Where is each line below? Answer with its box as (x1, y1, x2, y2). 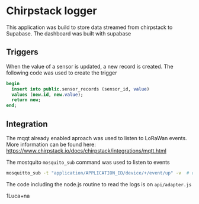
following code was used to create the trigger (6, 69, 117, 76)
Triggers (6, 47, 38, 57)
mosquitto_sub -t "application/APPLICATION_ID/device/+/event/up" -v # (6, 170, 190, 176)
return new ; (11, 97, 41, 103)
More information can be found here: (6, 141, 96, 148)
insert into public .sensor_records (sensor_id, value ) (11, 86, 150, 92)
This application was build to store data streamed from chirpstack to (6, 24, 173, 31)
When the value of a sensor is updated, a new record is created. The (6, 63, 174, 70)
